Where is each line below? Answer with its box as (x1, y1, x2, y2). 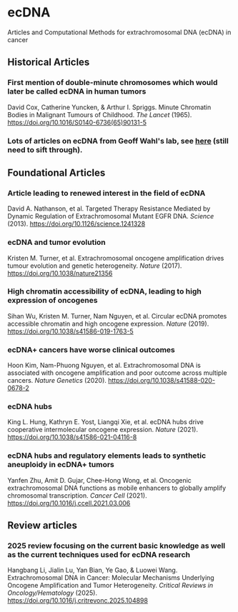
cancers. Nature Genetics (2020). (7, 376, 107, 385)
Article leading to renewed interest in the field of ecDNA (7, 188, 206, 198)
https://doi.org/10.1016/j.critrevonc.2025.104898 (7, 596, 149, 605)
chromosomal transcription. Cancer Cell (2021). (7, 491, 148, 500)
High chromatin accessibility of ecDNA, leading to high (7, 286, 202, 296)
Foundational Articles (7, 166, 106, 179)
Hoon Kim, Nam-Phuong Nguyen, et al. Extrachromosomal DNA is (7, 361, 202, 370)
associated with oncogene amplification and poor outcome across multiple (7, 368, 227, 377)
